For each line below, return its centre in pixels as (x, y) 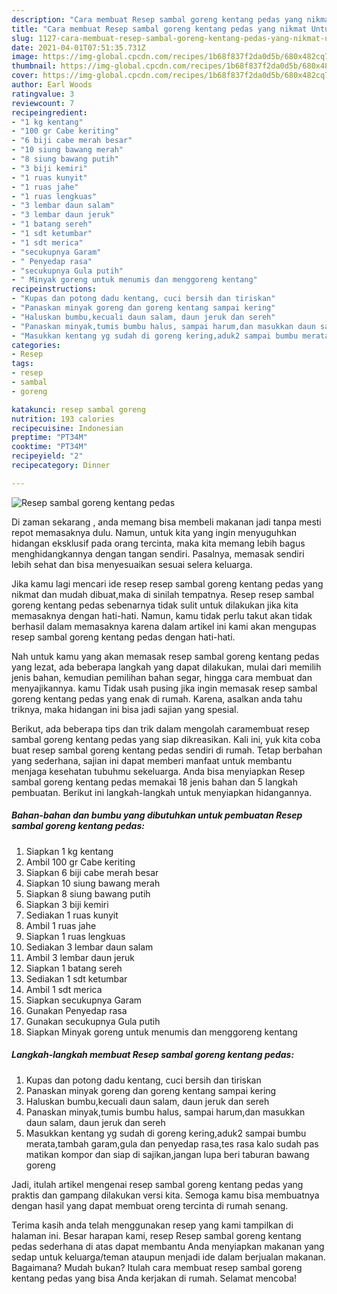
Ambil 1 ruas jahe (61, 925)
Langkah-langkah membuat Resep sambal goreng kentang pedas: (153, 1055)
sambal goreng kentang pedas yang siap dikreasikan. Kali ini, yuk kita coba (166, 739)
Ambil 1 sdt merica (64, 989)
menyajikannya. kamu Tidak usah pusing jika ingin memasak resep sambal (164, 688)
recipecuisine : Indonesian (67, 428)
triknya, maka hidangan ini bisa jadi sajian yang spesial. (125, 709)
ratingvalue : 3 (43, 94)
